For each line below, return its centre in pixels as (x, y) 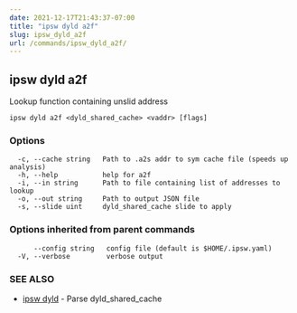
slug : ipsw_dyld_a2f (48, 34)
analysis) (28, 167)
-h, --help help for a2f (84, 175)
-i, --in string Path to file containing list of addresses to (149, 183)
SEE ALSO (32, 279)
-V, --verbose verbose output (91, 256)
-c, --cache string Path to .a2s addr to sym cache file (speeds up (153, 159)
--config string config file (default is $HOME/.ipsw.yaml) (153, 248)
